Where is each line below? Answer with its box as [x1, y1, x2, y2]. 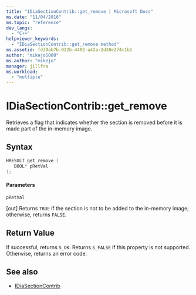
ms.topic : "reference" [6, 19, 62, 25]
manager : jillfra [6, 63, 49, 69]
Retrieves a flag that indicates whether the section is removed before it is [6, 119, 183, 126]
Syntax [6, 142, 33, 152]
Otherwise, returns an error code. [6, 250, 87, 257]
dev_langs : [6, 25, 33, 31]
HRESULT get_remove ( [6, 157, 59, 163]
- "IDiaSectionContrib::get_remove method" [11, 42, 119, 48]
